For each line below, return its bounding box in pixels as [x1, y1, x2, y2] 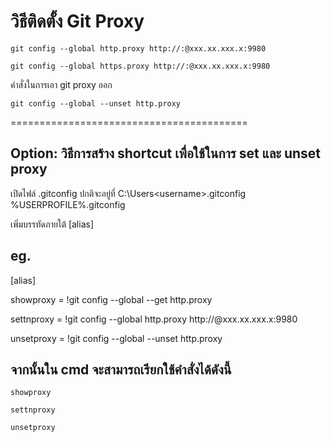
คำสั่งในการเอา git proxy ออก [10, 78, 113, 90]
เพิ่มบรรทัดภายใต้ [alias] [10, 218, 95, 230]
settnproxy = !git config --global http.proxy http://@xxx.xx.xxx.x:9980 [10, 313, 298, 325]
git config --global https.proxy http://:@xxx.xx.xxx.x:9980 [10, 61, 271, 71]
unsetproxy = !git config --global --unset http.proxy [10, 332, 223, 344]
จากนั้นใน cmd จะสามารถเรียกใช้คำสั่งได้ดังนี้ [10, 361, 232, 378]
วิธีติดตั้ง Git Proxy [10, 10, 145, 33]
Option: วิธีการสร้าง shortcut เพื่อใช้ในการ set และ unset [10, 145, 322, 162]
